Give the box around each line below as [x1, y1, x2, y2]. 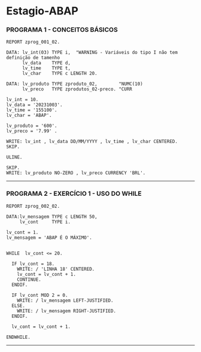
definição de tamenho [6, 55, 60, 61]
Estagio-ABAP [6, 4, 79, 18]
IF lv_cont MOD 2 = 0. [11, 292, 68, 298]
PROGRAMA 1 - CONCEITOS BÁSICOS [6, 26, 118, 34]
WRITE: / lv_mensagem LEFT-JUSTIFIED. [17, 298, 114, 304]
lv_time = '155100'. [6, 107, 58, 113]
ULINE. [6, 154, 23, 160]
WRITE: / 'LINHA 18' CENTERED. [17, 266, 95, 272]
